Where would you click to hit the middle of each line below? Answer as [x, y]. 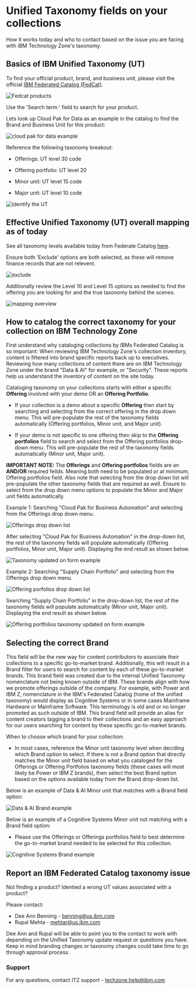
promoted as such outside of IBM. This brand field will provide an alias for [95, 713]
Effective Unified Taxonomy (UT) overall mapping [98, 223]
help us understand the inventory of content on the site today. [80, 377]
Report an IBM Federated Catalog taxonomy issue [98, 873]
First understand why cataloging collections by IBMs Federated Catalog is [95, 345]
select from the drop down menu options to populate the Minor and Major [94, 490]
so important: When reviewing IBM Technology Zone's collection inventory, [97, 351]
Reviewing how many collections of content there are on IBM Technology [94, 364]
